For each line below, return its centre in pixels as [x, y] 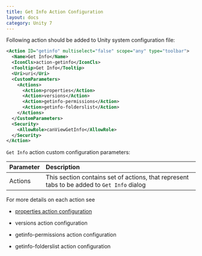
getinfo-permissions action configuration [66, 235]
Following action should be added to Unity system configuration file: [91, 40]
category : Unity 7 [29, 23]
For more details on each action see [50, 200]
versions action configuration [51, 223]
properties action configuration [53, 211]
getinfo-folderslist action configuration [63, 246]
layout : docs [23, 17]
